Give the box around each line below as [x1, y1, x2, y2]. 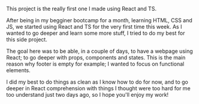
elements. [6, 67, 31, 74]
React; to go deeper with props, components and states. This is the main [6, 54, 186, 61]
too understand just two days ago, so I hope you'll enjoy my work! [6, 91, 169, 98]
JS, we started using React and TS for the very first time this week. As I [6, 23, 182, 30]
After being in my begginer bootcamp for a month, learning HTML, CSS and [6, 17, 193, 23]
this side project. [6, 36, 48, 43]
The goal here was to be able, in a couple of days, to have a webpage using [6, 47, 193, 55]
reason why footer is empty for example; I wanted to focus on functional [6, 60, 185, 67]
